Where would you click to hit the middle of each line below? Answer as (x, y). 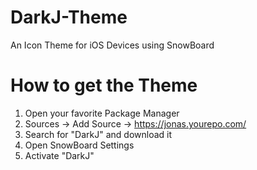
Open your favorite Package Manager (102, 113)
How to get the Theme (104, 85)
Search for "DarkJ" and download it (98, 134)
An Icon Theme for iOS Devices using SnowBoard (112, 45)
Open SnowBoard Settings (79, 145)
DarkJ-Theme (69, 17)
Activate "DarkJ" (59, 155)
